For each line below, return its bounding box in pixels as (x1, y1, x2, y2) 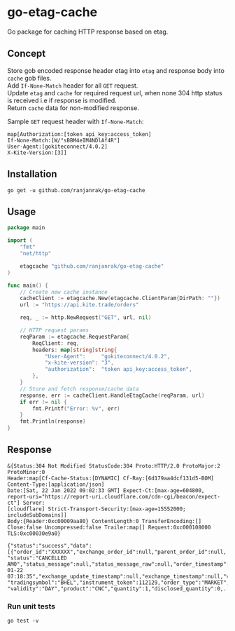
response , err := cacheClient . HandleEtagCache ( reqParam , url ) (20, 392, 205, 399)
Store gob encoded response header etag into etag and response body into (7, 66, 225, 74)
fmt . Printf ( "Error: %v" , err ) (32, 405, 120, 412)
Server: (22, 499, 45, 506)
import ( (7, 237, 33, 244)
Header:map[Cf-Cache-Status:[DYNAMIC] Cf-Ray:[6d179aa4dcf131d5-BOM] (7, 475, 215, 482)
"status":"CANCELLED (7, 555, 68, 562)
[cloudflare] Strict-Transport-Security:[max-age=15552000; (7, 506, 187, 513)
